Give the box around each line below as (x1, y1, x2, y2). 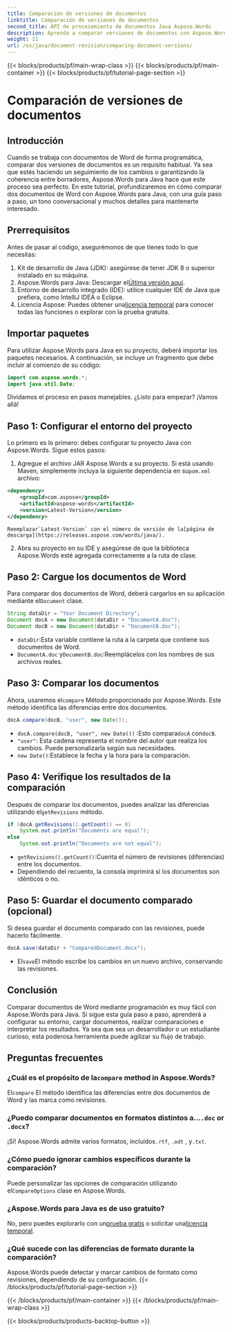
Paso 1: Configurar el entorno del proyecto (7, 420, 193, 432)
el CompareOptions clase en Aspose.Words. (7, 1186, 126, 1195)
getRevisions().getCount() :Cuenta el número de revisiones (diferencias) (17, 853, 224, 861)
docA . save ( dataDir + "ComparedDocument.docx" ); (7, 944, 147, 951)
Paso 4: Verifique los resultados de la (7, 771, 171, 783)
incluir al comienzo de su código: (7, 361, 101, 369)
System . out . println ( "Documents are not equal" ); (19, 840, 162, 847)
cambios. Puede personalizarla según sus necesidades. (17, 743, 176, 752)
